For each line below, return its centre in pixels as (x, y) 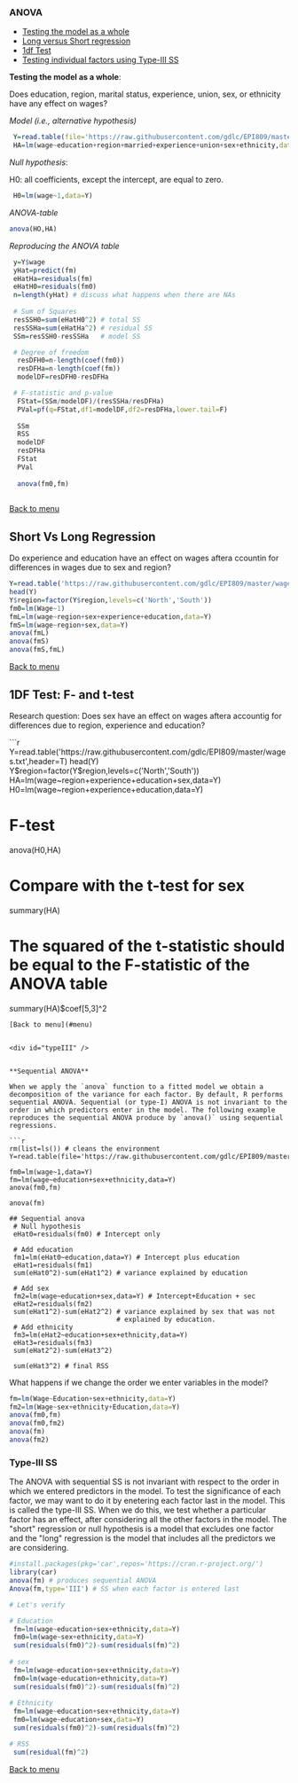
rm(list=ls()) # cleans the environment (85, 1149)
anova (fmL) (29, 633)
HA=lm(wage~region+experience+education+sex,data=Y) (115, 780)
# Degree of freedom (51, 352)
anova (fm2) (29, 1440)
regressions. (33, 1125)
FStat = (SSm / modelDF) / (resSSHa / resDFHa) (91, 401)
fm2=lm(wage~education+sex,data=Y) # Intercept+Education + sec (134, 1296)
